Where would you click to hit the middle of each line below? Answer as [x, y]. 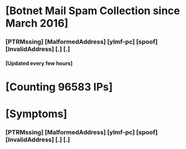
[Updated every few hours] [39, 63]
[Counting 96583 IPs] [59, 87]
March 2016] [37, 23]
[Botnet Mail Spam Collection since [93, 11]
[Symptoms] [36, 114]
